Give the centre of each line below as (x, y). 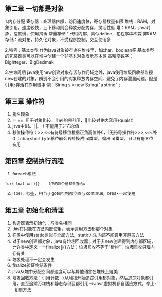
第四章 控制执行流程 (34, 161)
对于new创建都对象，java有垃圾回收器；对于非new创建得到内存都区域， (84, 241)
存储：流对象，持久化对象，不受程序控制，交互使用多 (58, 39)
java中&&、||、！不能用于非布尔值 (46, 126)
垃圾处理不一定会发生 (33, 260)
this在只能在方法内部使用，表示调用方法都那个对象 (62, 229)
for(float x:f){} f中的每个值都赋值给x (45, 184)
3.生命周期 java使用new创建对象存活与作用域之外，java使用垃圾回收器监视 (79, 72)
